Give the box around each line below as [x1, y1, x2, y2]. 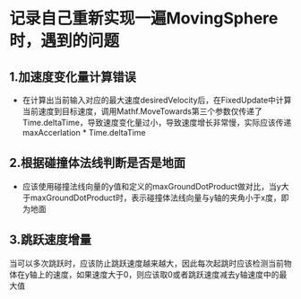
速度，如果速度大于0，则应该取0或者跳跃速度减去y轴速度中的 [52, 268, 279, 279]
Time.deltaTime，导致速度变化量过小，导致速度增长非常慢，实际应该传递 [21, 118, 292, 128]
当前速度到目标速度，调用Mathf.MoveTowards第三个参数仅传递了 [21, 106, 262, 117]
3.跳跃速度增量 [9, 233, 92, 248]
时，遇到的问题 [9, 31, 120, 51]
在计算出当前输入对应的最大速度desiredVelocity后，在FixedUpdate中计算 [21, 95, 292, 105]
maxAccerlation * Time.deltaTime [21, 128, 146, 137]
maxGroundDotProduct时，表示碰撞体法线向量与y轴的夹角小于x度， [30, 192, 281, 203]
